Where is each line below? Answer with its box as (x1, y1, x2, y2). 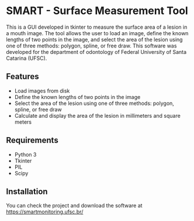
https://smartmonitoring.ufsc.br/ (6, 208, 84, 215)
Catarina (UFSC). (6, 55, 47, 62)
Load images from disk (14, 87, 70, 94)
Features (6, 72, 39, 81)
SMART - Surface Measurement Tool (6, 4, 188, 18)
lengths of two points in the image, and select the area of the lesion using (6, 36, 183, 43)
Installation (6, 186, 48, 196)
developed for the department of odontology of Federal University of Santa (6, 48, 187, 55)
